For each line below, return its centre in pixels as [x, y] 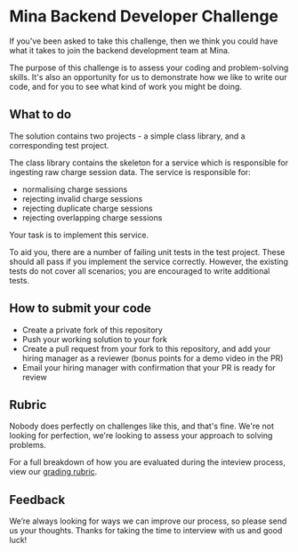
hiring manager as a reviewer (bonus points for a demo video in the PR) [153, 358]
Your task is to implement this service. [79, 235]
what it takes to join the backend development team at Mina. [120, 50]
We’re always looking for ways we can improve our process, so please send [148, 521]
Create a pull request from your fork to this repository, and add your [146, 348]
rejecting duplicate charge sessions [87, 208]
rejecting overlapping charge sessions [92, 217]
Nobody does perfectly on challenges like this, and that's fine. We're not [141, 426]
